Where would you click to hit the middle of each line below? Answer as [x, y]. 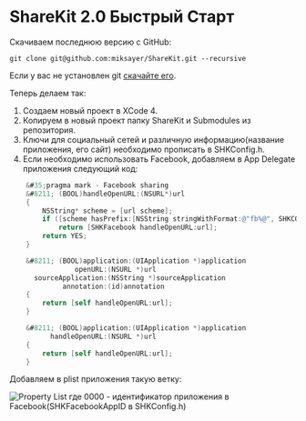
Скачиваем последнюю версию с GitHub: [91, 42]
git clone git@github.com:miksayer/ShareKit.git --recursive [128, 58]
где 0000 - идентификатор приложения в [149, 396]
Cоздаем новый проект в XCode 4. [90, 110]
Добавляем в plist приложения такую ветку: [96, 379]
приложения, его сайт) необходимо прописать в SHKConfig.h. [144, 149]
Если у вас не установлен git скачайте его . [93, 75]
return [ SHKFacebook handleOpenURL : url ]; [138, 228]
